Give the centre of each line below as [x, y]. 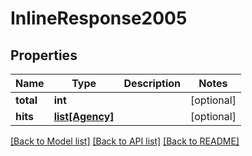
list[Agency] [84, 116]
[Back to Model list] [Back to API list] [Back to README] [125, 141]
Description [152, 83]
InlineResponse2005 [99, 18]
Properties [44, 55]
